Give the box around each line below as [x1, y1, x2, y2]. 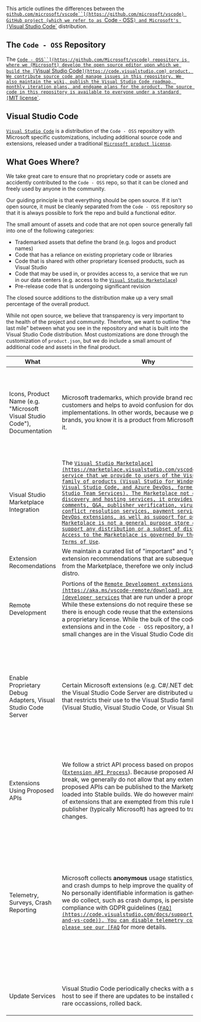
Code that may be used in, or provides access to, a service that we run [14, 270, 188, 278]
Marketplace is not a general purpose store [62, 520, 190, 527]
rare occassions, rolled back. [62, 999, 142, 1008]
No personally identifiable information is [62, 889, 173, 897]
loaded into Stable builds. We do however [62, 790, 178, 798]
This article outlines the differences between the [6, 5, 125, 12]
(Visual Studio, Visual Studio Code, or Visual [62, 703, 185, 712]
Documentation [9, 427, 52, 435]
